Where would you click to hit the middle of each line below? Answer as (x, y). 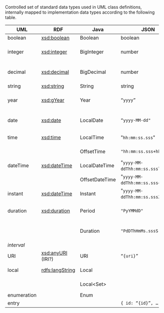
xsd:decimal (55, 72)
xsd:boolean (55, 38)
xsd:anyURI (54, 253)
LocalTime (92, 137)
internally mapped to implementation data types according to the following (80, 12)
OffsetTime (93, 151)
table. (11, 17)
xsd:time (51, 137)
